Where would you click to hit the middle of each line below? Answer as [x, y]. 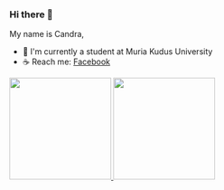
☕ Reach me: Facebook [66, 62]
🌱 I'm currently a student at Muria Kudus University [117, 52]
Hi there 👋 [32, 14]
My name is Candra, [47, 34]
